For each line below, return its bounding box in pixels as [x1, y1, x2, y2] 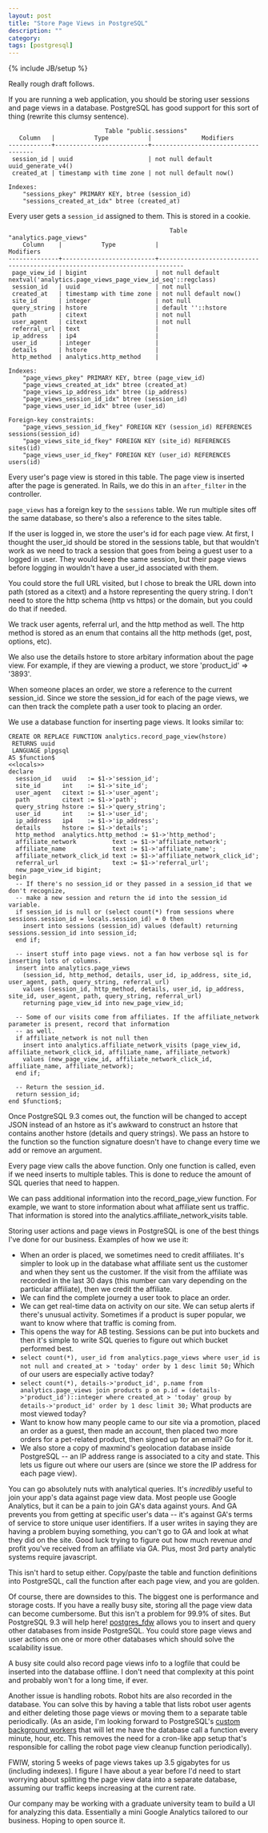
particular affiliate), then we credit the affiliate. [19, 1284, 173, 1294]
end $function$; [8, 1097, 62, 1106]
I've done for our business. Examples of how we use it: [8, 1235, 190, 1245]
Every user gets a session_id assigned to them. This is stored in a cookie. [8, 212, 251, 221]
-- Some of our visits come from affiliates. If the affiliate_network [15, 1013, 260, 1022]
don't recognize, [8, 887, 66, 895]
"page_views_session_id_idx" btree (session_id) [22, 395, 188, 403]
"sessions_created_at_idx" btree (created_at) [22, 197, 181, 205]
